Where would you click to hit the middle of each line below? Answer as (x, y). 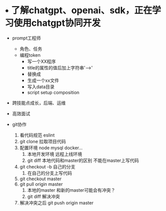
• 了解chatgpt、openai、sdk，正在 (78, 10)
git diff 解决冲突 (44, 196)
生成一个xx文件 (43, 80)
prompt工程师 (26, 38)
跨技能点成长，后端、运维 (39, 103)
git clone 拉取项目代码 (43, 141)
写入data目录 (41, 87)
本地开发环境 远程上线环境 (55, 154)
